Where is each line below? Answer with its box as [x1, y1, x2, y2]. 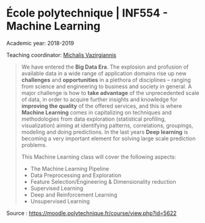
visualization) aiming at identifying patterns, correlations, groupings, [21, 121, 194, 129]
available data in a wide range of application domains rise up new [21, 69, 187, 77]
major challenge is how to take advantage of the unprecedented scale [21, 89, 199, 96]
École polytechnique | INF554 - [6, 6, 168, 20]
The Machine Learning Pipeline [30, 165, 109, 172]
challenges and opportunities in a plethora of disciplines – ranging [21, 76, 191, 83]
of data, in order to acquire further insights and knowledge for [21, 96, 177, 103]
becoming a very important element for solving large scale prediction [21, 135, 196, 142]
